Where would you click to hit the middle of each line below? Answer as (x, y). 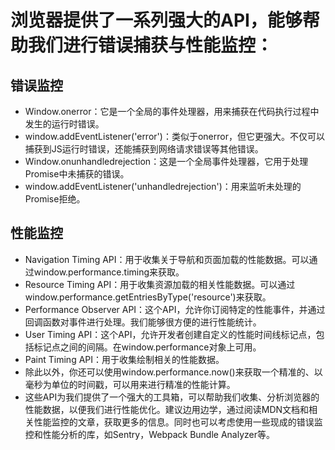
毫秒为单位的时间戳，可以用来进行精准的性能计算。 (130, 384)
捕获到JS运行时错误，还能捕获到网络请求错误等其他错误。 (144, 149)
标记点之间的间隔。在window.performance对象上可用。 (147, 347)
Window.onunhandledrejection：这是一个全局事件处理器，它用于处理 (166, 161)
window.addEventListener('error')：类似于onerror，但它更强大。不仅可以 (174, 136)
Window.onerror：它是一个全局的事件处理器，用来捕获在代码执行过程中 (172, 111)
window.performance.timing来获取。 (109, 272)
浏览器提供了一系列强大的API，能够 (156, 20)
